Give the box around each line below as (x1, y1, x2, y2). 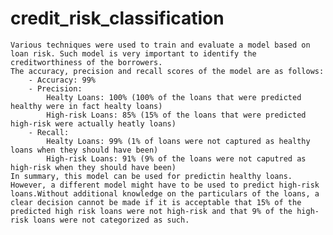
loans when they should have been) (10, 145, 159, 155)
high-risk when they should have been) (10, 162, 177, 172)
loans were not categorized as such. (32, 215, 190, 225)
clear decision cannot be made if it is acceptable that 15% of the (10, 197, 302, 207)
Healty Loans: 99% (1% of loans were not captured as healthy (46, 136, 311, 146)
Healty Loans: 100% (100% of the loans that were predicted (46, 92, 302, 102)
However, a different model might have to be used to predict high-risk (10, 180, 320, 190)
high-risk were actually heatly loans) (10, 118, 177, 129)
